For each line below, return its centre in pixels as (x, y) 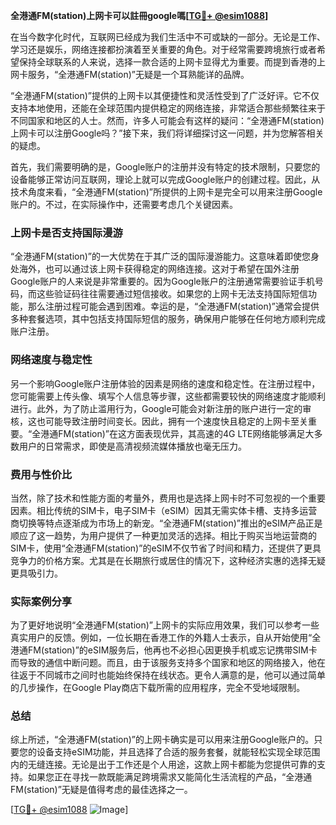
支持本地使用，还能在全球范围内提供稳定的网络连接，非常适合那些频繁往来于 (168, 108)
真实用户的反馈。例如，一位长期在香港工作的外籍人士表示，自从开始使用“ (161, 638)
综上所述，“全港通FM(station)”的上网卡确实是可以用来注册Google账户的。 (162, 740)
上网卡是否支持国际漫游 (66, 232)
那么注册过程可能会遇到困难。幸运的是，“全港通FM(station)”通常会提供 (173, 306)
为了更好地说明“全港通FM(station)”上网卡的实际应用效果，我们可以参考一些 (165, 625)
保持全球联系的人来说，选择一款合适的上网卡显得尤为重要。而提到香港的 (167, 62)
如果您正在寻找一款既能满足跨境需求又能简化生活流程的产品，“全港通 (170, 777)
